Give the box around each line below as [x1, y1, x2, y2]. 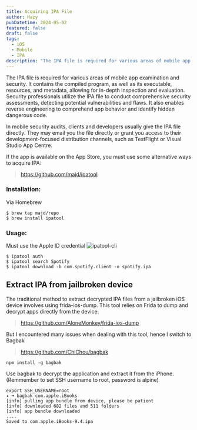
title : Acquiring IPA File [6, 8, 72, 15]
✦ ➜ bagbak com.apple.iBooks [6, 392, 78, 399]
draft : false [6, 31, 38, 36]
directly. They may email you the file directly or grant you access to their [6, 129, 181, 136]
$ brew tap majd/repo [6, 210, 59, 216]
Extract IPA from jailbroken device [6, 280, 133, 290]
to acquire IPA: [6, 159, 42, 166]
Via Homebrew [6, 198, 42, 206]
